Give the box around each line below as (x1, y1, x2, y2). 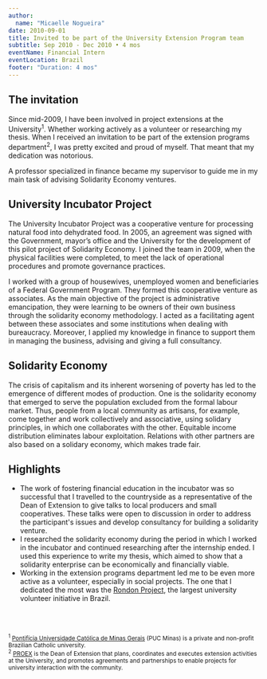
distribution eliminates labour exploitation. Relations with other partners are (8, 431, 255, 441)
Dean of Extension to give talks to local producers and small (19, 500, 218, 510)
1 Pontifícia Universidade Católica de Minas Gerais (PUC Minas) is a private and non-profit (8, 633, 254, 642)
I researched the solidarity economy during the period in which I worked (19, 535, 257, 544)
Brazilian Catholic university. (8, 642, 86, 650)
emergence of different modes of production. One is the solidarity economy (8, 388, 257, 398)
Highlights (8, 462, 61, 476)
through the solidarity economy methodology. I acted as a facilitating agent (8, 310, 255, 320)
